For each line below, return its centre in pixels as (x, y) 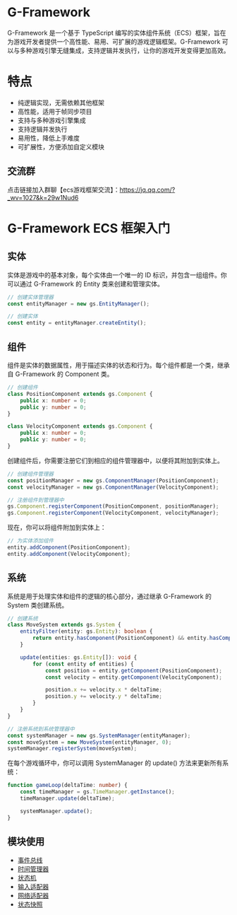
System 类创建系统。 (38, 605)
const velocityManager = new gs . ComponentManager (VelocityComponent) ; (113, 487)
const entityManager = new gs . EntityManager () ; (79, 304)
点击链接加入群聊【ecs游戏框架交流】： (63, 190)
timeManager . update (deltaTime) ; (67, 799)
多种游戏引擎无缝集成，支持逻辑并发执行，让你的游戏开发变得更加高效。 (124, 50)
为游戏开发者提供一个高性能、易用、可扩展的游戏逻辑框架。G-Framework (114, 41)
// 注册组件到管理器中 (36, 500)
